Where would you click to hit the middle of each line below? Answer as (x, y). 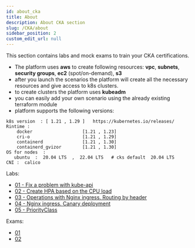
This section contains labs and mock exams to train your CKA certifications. (98, 56)
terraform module (36, 104)
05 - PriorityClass (36, 210)
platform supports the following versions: (64, 110)
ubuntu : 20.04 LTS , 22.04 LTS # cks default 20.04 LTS (94, 157)
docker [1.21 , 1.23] (67, 132)
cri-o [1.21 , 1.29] (67, 137)
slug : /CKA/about (27, 28)
